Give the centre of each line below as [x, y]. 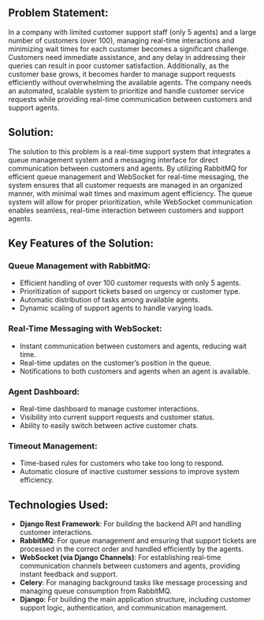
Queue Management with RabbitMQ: [80, 265]
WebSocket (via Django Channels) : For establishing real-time [120, 558]
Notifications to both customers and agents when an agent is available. [135, 371]
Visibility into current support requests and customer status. [117, 417]
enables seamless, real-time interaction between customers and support [126, 210]
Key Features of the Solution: [81, 244]
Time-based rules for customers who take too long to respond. [122, 463]
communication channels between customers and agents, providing [130, 566]
